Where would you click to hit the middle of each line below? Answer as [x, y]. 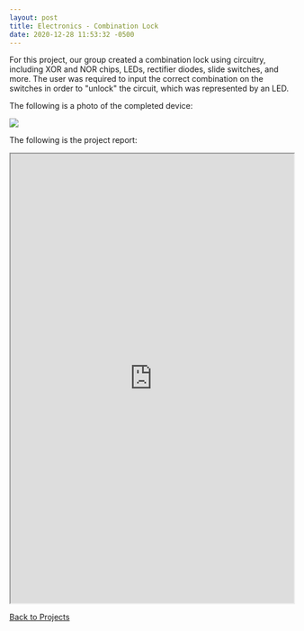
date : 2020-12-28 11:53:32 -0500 [72, 34]
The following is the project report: [73, 140]
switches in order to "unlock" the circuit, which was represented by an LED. [149, 89]
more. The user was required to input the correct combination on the [136, 79]
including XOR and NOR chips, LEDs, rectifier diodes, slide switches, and [144, 69]
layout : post [34, 18]
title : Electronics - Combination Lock [84, 26]
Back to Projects [40, 618]
